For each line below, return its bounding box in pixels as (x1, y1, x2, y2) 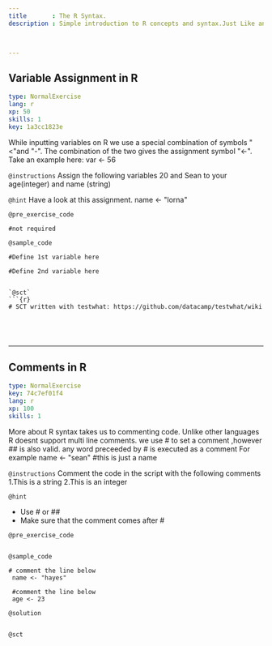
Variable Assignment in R (8, 71, 138, 85)
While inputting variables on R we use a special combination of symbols (8, 137, 248, 147)
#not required (8, 225, 57, 233)
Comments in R (8, 360, 87, 374)
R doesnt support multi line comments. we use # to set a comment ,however (8, 435, 262, 445)
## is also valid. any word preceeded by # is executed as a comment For (8, 443, 251, 454)
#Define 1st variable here (8, 253, 100, 261)
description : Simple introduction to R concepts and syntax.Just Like (8, 19, 255, 28)
